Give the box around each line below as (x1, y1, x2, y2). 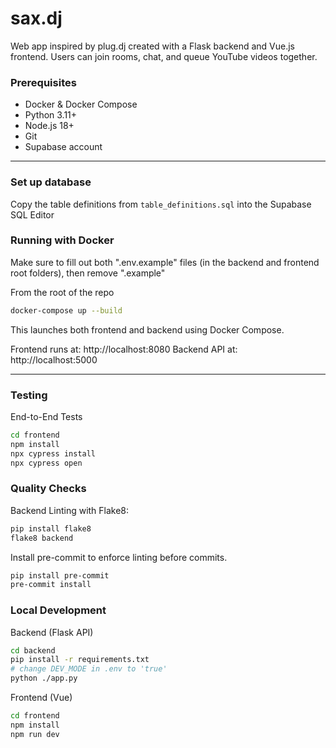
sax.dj (10, 7, 63, 30)
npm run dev (10, 729, 60, 739)
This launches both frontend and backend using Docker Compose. (10, 323, 285, 336)
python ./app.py (10, 673, 78, 684)
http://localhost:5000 (10, 353, 98, 366)
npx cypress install (10, 448, 97, 459)
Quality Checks (10, 482, 87, 496)
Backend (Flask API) (10, 626, 94, 638)
